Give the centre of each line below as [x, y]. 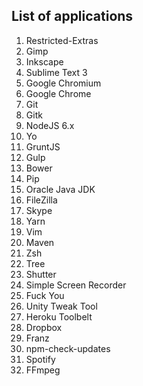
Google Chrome [58, 93]
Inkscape [44, 61]
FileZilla [41, 200]
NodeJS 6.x [50, 125]
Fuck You [45, 295]
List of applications [72, 16]
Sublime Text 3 [56, 72]
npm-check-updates [68, 348]
